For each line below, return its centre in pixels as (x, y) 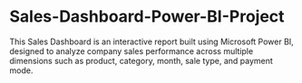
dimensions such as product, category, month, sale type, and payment (141, 60)
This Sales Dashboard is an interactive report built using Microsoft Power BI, (152, 41)
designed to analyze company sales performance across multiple (132, 51)
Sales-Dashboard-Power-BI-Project (147, 17)
